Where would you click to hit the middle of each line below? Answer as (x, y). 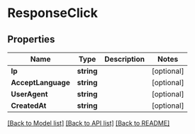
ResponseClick (52, 13)
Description (125, 59)
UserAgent (29, 94)
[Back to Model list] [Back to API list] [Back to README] (89, 123)
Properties (31, 39)
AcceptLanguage (41, 83)
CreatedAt (29, 106)
